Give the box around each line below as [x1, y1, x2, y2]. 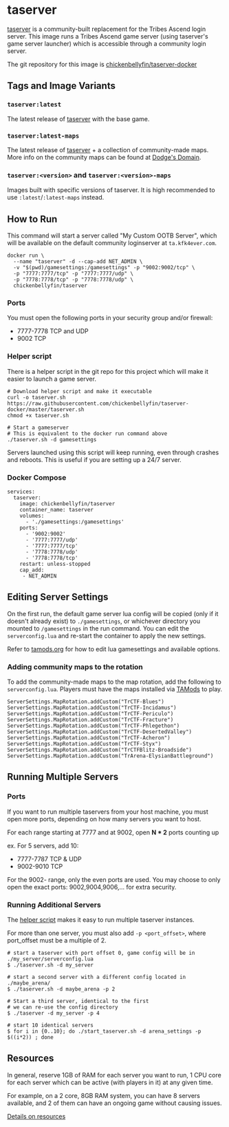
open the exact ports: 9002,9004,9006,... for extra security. [7, 883, 177, 891]
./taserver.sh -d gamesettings [7, 436, 97, 443]
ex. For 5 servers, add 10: [7, 841, 79, 850]
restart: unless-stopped [19, 560, 91, 567]
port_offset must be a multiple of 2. [7, 936, 107, 945]
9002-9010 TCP [17, 862, 63, 870]
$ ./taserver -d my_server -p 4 [7, 1010, 100, 1017]
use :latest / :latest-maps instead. [7, 193, 105, 202]
